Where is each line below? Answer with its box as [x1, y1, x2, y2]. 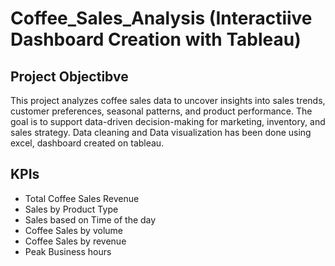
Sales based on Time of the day [24, 213, 157, 226]
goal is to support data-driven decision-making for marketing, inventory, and [10, 116, 326, 127]
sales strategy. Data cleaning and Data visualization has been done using [10, 127, 312, 138]
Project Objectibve [10, 68, 129, 85]
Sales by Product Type [24, 203, 119, 215]
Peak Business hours [24, 245, 112, 257]
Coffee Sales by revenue [24, 235, 127, 247]
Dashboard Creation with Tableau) [10, 28, 302, 51]
